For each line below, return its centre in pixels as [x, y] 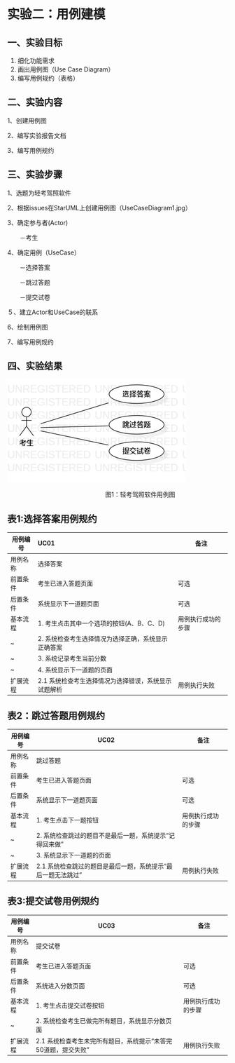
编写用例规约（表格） [48, 78]
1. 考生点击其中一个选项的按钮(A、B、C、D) [101, 623]
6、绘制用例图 [28, 327]
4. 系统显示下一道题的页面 [75, 670]
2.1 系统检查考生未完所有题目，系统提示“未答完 [104, 1041]
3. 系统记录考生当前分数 [72, 658]
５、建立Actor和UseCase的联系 [53, 312]
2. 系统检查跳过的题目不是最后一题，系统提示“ [102, 835]
